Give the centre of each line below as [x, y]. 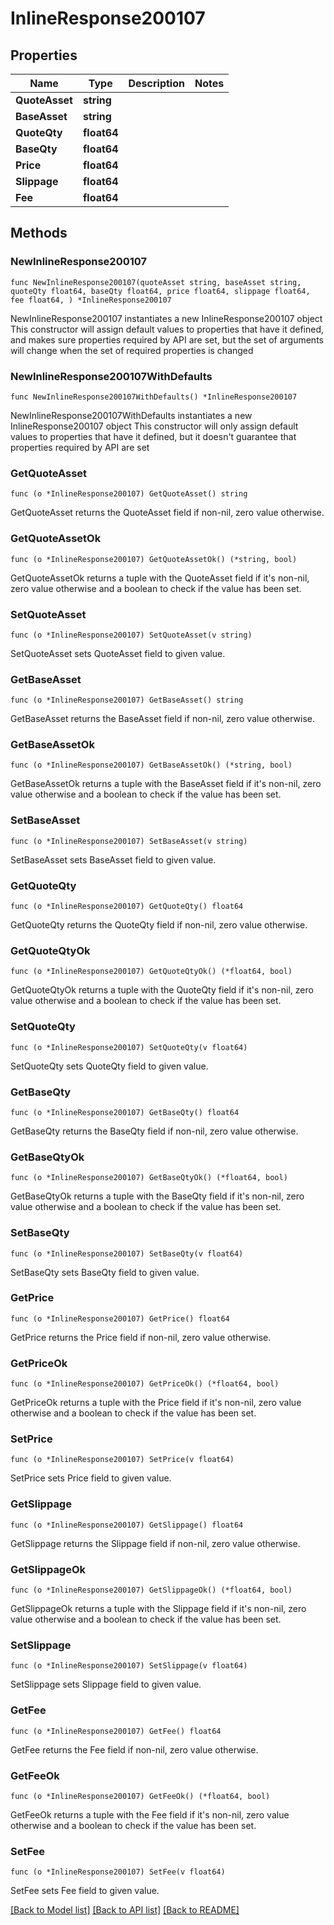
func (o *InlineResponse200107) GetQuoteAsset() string [129, 494]
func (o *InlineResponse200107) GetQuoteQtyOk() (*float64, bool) [151, 972]
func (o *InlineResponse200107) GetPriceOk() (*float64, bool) [145, 1384]
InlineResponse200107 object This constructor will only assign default [154, 426]
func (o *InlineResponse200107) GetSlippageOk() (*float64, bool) [151, 1590]
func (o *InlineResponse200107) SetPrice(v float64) [122, 1460]
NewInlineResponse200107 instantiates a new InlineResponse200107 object [166, 318]
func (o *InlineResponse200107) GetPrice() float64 [120, 1318]
